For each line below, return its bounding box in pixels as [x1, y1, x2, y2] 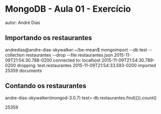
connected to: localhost [53, 57, 101, 63]
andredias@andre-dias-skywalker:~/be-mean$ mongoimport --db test [5, 46, 147, 52]
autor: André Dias [5, 20, 40, 25]
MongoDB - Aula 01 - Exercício [5, 3, 131, 15]
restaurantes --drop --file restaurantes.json [25, 52, 113, 58]
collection [5, 52, 25, 58]
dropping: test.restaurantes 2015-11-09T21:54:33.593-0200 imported [17, 62, 156, 68]
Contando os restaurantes [5, 82, 86, 90]
